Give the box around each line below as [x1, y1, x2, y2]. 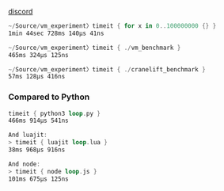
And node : [8, 160, 41, 168]
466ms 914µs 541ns [8, 117, 69, 125]
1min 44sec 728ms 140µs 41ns [8, 29, 104, 37]
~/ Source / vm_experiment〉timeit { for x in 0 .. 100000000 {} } [8, 22, 217, 30]
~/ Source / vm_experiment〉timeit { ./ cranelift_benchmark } [8, 65, 206, 74]
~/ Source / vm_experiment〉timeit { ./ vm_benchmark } [8, 44, 181, 52]
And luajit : [8, 131, 47, 139]
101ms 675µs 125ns [8, 174, 69, 183]
